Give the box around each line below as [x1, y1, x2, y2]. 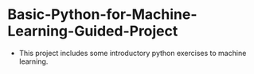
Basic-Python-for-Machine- [7, 6, 197, 24]
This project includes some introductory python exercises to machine [18, 48, 247, 57]
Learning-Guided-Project [7, 22, 178, 40]
